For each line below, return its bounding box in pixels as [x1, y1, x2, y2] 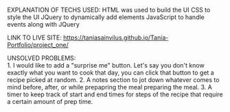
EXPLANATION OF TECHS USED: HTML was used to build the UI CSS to [7, 6, 211, 14]
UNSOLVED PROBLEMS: [7, 54, 76, 62]
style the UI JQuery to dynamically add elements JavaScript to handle [7, 13, 205, 21]
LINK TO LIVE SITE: [7, 33, 62, 42]
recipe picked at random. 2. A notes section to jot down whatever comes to [7, 76, 220, 84]
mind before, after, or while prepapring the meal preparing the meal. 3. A [7, 83, 213, 91]
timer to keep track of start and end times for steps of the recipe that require [7, 90, 223, 98]
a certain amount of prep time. [7, 98, 93, 105]
